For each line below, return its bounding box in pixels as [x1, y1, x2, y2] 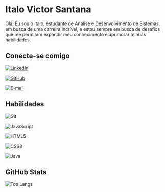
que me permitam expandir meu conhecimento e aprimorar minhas [5, 31, 146, 37]
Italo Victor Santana [5, 4, 91, 15]
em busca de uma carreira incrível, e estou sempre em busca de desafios [5, 26, 160, 32]
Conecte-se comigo [5, 52, 70, 60]
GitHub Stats [5, 167, 47, 176]
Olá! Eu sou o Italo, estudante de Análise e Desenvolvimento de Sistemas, [5, 20, 160, 27]
